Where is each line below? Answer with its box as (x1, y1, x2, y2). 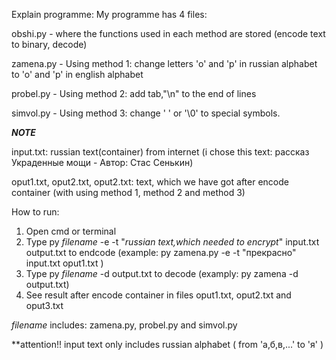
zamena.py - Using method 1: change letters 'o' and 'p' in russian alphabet (11, 58, 318, 69)
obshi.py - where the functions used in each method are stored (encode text (11, 28, 326, 39)
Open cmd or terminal (25, 225, 117, 237)
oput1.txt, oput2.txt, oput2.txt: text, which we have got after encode (11, 176, 289, 188)
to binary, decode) (11, 39, 88, 50)
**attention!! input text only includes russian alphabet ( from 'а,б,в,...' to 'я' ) (11, 339, 324, 350)
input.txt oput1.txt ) (25, 257, 104, 269)
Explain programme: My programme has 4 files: (11, 9, 208, 20)
